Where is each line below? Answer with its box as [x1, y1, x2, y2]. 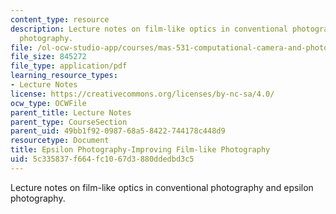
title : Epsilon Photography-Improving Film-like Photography [10, 145, 271, 155]
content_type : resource [10, 14, 110, 25]
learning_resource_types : [10, 71, 118, 81]
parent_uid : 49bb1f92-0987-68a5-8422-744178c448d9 [10, 126, 226, 136]
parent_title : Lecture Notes [10, 107, 132, 118]
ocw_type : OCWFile [10, 98, 87, 108]
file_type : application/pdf [10, 61, 128, 71]
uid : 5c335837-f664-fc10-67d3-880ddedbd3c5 [10, 154, 195, 164]
